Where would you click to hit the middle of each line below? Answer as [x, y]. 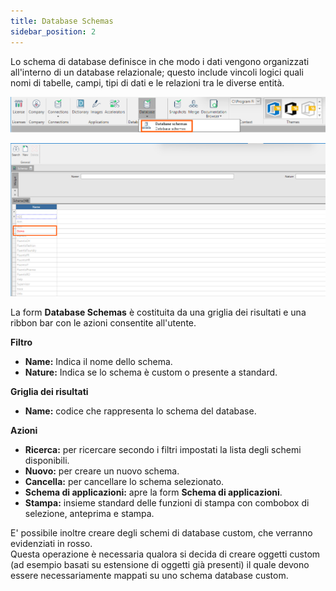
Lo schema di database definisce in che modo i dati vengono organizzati [160, 61]
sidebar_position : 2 [53, 31]
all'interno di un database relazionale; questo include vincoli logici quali [157, 72]
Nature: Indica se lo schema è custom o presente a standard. [151, 372]
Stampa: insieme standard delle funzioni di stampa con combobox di [167, 503]
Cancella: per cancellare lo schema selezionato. [124, 482]
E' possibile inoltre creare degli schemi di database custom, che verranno [161, 533]
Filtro [21, 342]
